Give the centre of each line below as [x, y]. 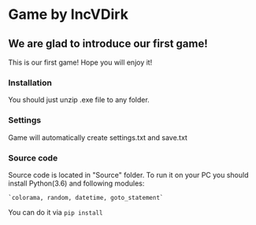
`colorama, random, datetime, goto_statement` [86, 197]
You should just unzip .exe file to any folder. [79, 100]
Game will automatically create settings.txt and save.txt [98, 137]
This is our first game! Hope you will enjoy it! [80, 62]
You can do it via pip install [56, 212]
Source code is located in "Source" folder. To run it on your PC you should [128, 175]
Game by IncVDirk [68, 15]
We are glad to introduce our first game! [108, 44]
